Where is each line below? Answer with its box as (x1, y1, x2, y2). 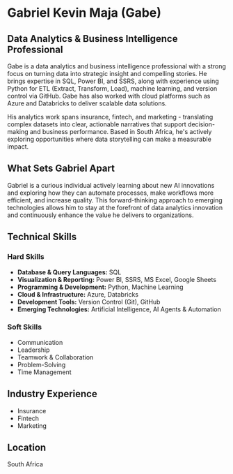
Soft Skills (7, 323, 42, 332)
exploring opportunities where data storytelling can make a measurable (7, 135, 212, 143)
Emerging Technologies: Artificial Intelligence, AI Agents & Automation (17, 305, 221, 313)
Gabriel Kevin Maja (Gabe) (7, 5, 162, 21)
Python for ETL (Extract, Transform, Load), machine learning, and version (7, 84, 218, 92)
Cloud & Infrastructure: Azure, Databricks (17, 290, 139, 298)
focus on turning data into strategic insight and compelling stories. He (7, 70, 207, 77)
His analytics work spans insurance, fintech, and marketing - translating (7, 113, 214, 121)
